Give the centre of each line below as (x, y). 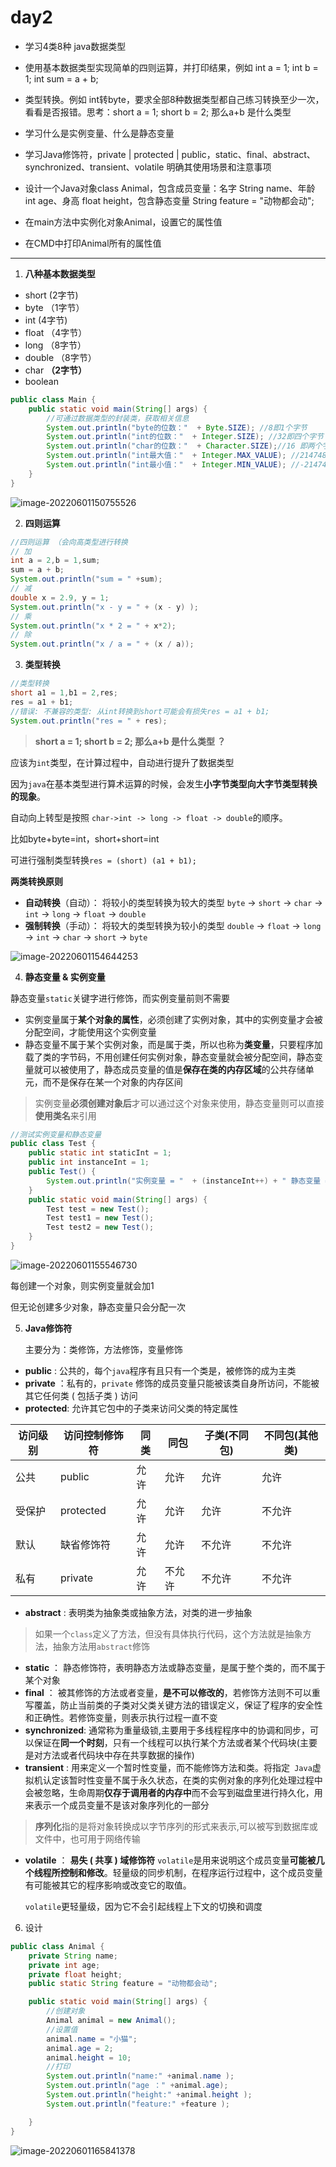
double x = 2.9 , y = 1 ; (60, 597)
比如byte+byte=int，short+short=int (85, 838)
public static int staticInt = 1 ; (100, 1153)
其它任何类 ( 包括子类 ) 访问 (81, 1395)
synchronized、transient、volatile (94, 167)
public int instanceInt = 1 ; (89, 1162)
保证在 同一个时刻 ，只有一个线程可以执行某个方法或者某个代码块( (166, 1742)
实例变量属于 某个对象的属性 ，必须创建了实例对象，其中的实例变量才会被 (173, 1019)
